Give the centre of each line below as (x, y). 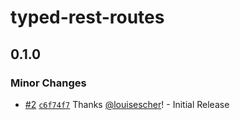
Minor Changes (48, 83)
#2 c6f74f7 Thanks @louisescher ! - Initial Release (127, 104)
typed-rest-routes (87, 17)
